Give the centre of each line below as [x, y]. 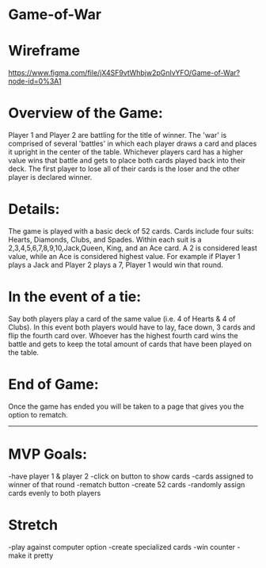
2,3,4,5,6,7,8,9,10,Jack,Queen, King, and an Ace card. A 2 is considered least [133, 248]
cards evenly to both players [55, 493]
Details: [34, 210]
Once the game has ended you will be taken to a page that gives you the [126, 406]
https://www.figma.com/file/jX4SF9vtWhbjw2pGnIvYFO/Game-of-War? [124, 73]
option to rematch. [38, 414]
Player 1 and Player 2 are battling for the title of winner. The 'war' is [118, 135]
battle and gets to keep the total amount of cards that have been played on [130, 344]
